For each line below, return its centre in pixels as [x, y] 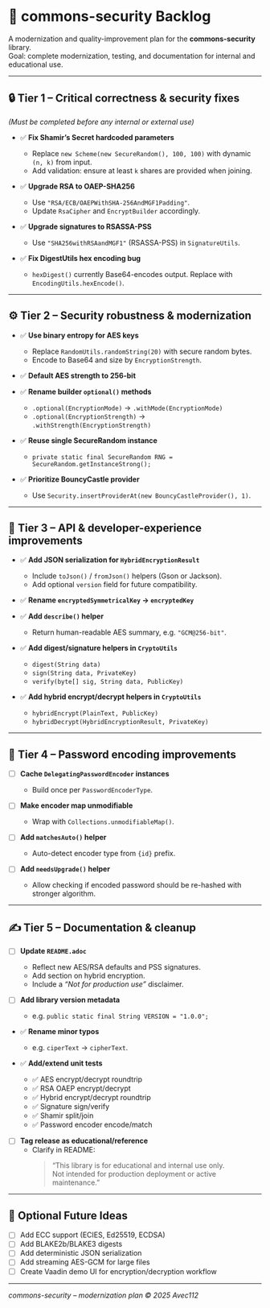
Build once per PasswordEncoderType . [92, 790]
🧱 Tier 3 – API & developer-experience [105, 528]
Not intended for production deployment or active [134, 1174]
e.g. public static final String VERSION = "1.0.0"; [120, 1016]
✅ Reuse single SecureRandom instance [89, 440]
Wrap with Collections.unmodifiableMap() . [103, 822]
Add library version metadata [70, 1000]
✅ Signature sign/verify [71, 1107]
